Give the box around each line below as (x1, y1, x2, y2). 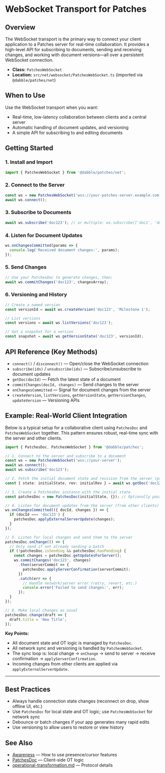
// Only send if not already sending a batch (9, 544, 105, 549)
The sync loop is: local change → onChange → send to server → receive (12, 650, 156, 656)
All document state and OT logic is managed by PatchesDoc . (12, 640, 133, 646)
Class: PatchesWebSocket (12, 67, 62, 72)
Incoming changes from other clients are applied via (12, 661, 118, 667)
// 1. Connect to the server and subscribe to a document (5, 453, 126, 459)
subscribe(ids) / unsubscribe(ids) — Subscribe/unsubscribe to (12, 366, 141, 371)
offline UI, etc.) (12, 704, 43, 709)
